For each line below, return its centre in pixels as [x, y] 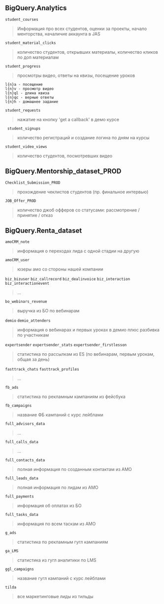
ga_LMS [12, 551]
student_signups [24, 128]
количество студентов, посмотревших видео [65, 156]
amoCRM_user [17, 260]
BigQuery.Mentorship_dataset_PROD [63, 171]
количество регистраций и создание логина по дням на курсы [83, 137]
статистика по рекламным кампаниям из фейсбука [71, 397]
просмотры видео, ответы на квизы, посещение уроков [76, 75]
